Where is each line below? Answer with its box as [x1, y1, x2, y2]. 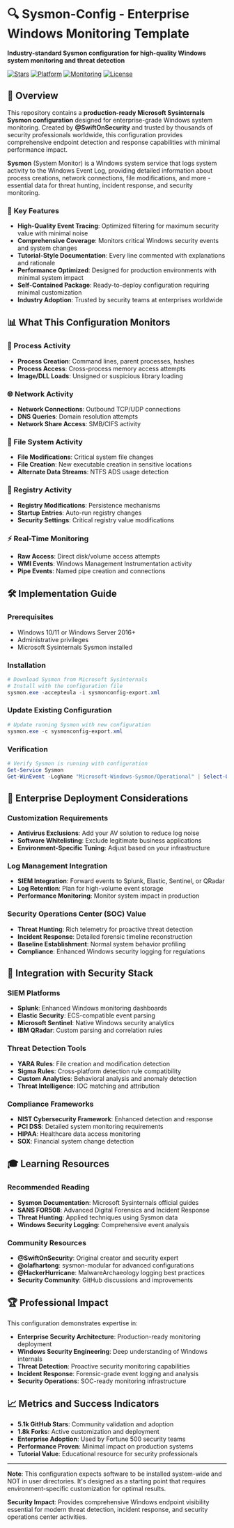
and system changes [17, 244, 78, 252]
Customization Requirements [7, 813, 109, 823]
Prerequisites [7, 612, 54, 622]
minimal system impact [17, 274, 84, 282]
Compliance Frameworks [7, 1099, 94, 1109]
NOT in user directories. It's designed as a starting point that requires [7, 1476, 206, 1485]
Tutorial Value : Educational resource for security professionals [17, 1449, 198, 1458]
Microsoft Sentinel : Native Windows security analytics [17, 1019, 175, 1027]
